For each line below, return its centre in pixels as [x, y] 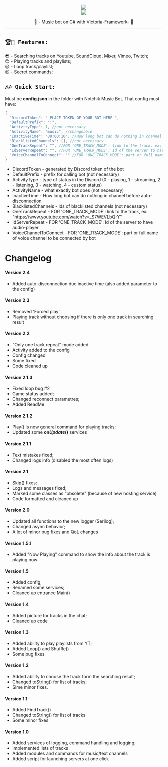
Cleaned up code [30, 621]
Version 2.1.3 [19, 377]
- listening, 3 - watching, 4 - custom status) [57, 185]
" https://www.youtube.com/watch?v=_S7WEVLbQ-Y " [67, 217]
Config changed [29, 355]
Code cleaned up [30, 366]
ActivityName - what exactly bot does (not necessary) [68, 190]
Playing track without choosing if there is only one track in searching [83, 317]
